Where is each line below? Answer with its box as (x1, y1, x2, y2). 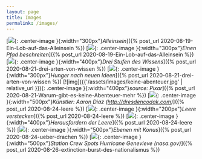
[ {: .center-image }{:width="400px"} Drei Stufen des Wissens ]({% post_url (6, 58, 197, 65)
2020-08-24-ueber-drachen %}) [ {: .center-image (6, 134, 138, 141)
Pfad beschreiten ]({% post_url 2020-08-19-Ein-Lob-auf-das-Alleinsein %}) (6, 51, 194, 58)
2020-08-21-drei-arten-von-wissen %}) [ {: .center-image (6, 65, 156, 73)
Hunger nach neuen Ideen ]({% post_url (50, 72, 148, 79)
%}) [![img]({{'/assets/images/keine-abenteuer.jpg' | (52, 78, 183, 85)
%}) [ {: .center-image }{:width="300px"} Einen (75, 45, 197, 52)
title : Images (6, 15, 42, 21)
